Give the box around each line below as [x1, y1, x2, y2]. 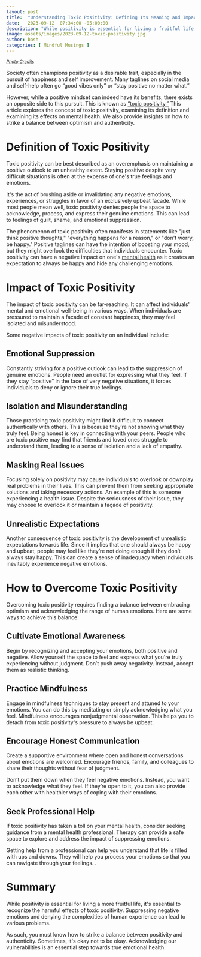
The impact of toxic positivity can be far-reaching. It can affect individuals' [6, 301, 190, 308]
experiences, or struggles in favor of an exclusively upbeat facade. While [6, 197, 187, 204]
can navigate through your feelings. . [6, 859, 97, 867]
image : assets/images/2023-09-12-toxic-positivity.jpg [6, 31, 146, 37]
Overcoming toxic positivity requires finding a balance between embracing [6, 601, 190, 608]
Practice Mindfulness [6, 683, 88, 694]
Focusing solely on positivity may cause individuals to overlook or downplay [6, 476, 194, 483]
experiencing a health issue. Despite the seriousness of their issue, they [6, 495, 184, 502]
